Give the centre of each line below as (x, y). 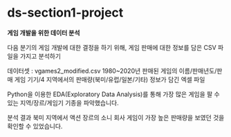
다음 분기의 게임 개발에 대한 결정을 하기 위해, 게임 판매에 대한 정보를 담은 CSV (112, 47)
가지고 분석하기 (40, 56)
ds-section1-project (65, 13)
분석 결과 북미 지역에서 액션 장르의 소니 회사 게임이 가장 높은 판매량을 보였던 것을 (116, 117)
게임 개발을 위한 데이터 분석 (44, 33)
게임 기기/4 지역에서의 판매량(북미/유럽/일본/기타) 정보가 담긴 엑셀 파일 (110, 79)
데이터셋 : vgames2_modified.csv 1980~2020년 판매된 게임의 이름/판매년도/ (112, 71)
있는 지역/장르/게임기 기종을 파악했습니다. (63, 102)
